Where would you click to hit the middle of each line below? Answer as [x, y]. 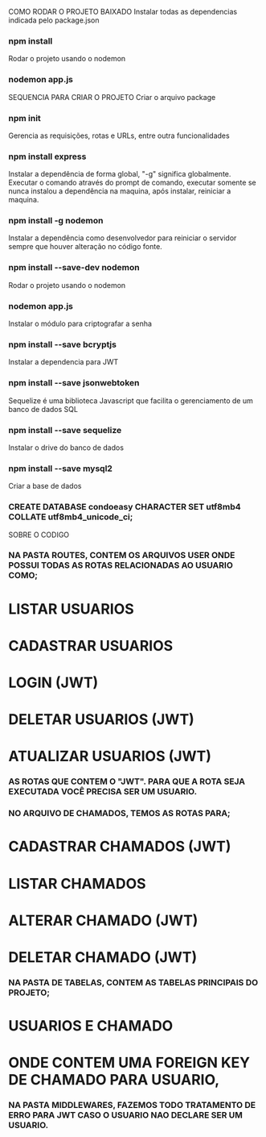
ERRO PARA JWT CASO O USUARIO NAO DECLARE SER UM [126, 1115]
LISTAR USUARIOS [71, 609]
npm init [25, 118]
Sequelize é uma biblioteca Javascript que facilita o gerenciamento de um [131, 400]
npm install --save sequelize [65, 430]
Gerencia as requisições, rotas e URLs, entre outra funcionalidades [119, 135]
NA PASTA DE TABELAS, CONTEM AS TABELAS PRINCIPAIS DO [133, 982]
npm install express [47, 156]
